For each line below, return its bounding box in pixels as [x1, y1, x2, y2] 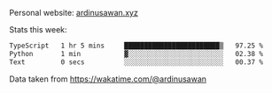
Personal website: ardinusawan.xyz [9, 8, 139, 18]
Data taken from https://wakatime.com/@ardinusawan [9, 74, 206, 84]
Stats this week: [9, 25, 68, 34]
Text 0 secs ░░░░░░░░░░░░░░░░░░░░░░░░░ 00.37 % [9, 57, 264, 67]
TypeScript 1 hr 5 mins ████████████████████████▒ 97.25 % [9, 41, 264, 50]
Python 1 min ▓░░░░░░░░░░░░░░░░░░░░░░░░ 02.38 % [9, 49, 264, 58]
